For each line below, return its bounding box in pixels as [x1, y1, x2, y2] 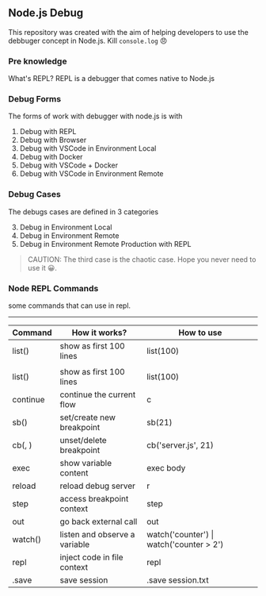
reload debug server [59, 480, 136, 491]
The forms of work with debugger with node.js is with [8, 111, 183, 121]
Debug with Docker [19, 152, 83, 162]
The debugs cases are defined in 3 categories [8, 206, 159, 217]
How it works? [71, 327, 127, 338]
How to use [177, 327, 222, 338]
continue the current [59, 389, 136, 400]
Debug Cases [8, 189, 61, 200]
